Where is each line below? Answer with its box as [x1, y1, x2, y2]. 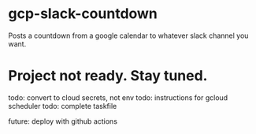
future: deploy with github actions [8, 116, 118, 126]
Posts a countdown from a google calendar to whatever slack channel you [8, 31, 249, 40]
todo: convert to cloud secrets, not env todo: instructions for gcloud [8, 92, 228, 102]
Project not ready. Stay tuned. [8, 67, 208, 85]
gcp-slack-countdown [8, 5, 158, 23]
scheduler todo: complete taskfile [8, 101, 117, 110]
